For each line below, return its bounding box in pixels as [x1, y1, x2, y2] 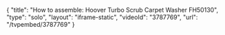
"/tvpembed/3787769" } [6, 21, 75, 28]
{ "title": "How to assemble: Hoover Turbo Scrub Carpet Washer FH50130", [6, 6, 219, 14]
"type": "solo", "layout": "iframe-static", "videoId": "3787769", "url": [6, 13, 198, 21]
